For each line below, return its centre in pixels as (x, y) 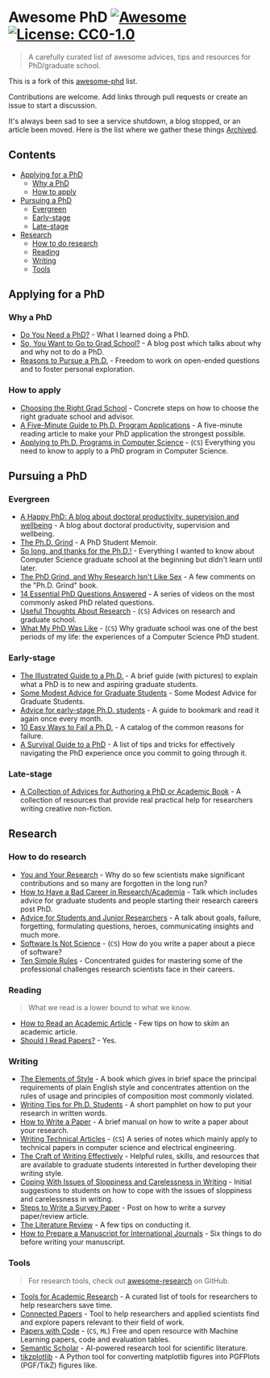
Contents (32, 155)
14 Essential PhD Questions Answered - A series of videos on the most (137, 594)
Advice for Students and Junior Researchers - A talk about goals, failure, (141, 917)
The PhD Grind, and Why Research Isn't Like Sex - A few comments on (137, 577)
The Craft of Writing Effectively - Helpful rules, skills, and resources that (139, 1157)
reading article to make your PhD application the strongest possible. (133, 433)
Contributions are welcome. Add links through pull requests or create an (128, 96)
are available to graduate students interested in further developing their (138, 1165)
